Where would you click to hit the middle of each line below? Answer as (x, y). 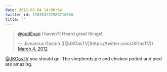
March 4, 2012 (33, 49)
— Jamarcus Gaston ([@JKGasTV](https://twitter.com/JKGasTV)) (85, 44)
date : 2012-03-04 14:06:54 (34, 10)
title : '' (16, 19)
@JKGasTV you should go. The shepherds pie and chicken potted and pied (83, 59)
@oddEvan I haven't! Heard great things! (60, 34)
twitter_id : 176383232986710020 (39, 15)
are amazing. (19, 64)
